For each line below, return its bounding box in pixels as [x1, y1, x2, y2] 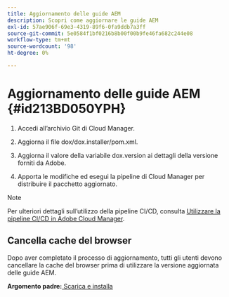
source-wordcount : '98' [7, 43, 77, 50]
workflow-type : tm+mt [7, 37, 71, 44]
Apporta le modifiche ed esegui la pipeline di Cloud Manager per [17, 172, 205, 180]
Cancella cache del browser [7, 235, 132, 246]
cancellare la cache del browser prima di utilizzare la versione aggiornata [7, 260, 219, 269]
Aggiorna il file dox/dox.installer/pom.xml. [17, 138, 138, 146]
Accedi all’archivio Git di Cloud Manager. [17, 124, 136, 132]
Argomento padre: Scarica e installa [7, 282, 114, 290]
